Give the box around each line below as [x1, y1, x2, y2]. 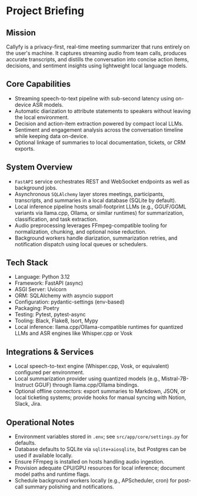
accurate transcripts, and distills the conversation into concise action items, [6, 56, 189, 63]
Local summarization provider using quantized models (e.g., [14, 375, 161, 382]
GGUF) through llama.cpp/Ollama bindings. [34, 381, 139, 389]
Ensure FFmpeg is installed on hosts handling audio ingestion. [14, 458, 165, 465]
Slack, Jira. [14, 400, 42, 407]
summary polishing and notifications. [24, 483, 115, 491]
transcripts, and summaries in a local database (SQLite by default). [14, 197, 176, 204]
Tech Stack [6, 258, 48, 268]
